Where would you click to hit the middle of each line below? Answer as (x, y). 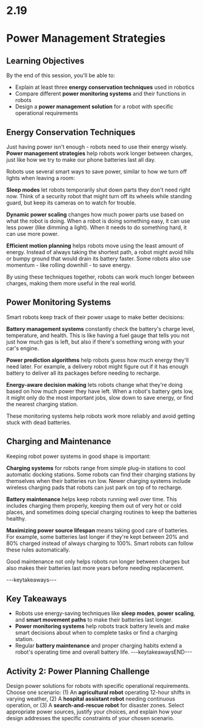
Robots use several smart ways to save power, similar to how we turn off (97, 172)
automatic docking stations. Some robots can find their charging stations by (101, 474)
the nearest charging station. (42, 404)
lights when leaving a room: (41, 178)
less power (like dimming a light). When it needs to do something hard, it (97, 227)
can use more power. (33, 234)
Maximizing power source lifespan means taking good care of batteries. (98, 530)
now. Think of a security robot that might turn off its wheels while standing (99, 196)
